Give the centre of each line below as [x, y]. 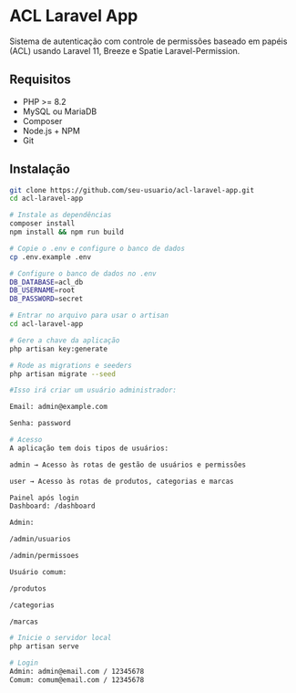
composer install [42, 224]
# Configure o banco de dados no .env [83, 273]
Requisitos [40, 80]
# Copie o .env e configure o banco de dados [97, 248]
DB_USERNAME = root [42, 290]
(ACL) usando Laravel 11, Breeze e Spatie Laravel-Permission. [125, 50]
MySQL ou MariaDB [60, 111]
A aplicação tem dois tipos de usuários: [89, 448]
